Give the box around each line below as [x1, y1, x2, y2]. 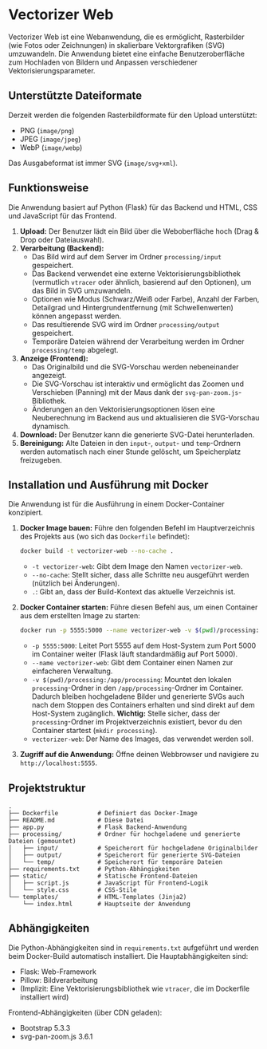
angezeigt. [31, 370, 67, 380]
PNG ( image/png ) [19, 125, 75, 135]
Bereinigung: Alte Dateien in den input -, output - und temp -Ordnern [19, 438, 241, 448]
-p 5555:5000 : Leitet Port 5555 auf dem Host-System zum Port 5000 [31, 641, 257, 651]
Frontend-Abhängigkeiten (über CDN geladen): [8, 1008, 163, 1017]
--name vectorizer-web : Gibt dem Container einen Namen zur [31, 658, 234, 668]
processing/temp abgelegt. [31, 345, 119, 354]
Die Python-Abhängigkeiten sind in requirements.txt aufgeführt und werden [8, 943, 259, 952]
